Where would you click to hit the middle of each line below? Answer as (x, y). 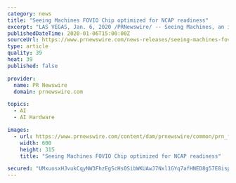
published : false (33, 66)
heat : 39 (20, 60)
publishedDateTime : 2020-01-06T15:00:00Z (69, 33)
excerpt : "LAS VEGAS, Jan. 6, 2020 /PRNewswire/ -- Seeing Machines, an (116, 27)
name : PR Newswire (41, 85)
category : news (29, 14)
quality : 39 (25, 53)
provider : (22, 79)
